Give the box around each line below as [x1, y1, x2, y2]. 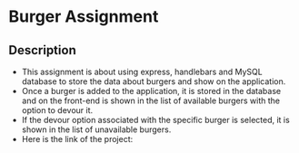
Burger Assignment [8, 6, 159, 27]
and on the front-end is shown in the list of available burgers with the [21, 95, 281, 106]
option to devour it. [21, 105, 94, 115]
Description [8, 43, 76, 58]
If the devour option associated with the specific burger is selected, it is [21, 115, 290, 125]
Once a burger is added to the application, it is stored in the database [21, 86, 282, 96]
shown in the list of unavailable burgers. [21, 124, 172, 135]
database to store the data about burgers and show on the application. [21, 76, 286, 87]
